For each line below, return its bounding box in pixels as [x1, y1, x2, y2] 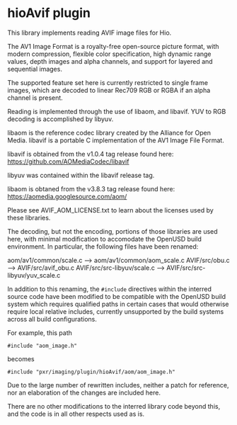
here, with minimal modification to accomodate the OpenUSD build [7, 234, 202, 243]
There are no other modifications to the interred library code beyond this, [7, 402, 221, 410]
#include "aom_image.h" [7, 342, 78, 349]
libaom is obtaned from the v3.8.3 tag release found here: [7, 184, 175, 193]
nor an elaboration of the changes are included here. [7, 388, 161, 397]
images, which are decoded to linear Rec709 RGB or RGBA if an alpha [7, 86, 211, 94]
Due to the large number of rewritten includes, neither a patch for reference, [7, 380, 229, 389]
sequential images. [7, 64, 62, 73]
